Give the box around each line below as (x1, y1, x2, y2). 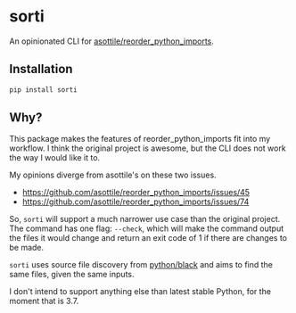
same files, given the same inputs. (9, 269, 135, 280)
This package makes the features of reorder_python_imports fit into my (9, 134, 271, 144)
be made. (9, 243, 45, 253)
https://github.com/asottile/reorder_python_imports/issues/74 (21, 196, 250, 207)
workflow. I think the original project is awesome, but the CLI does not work (9, 143, 287, 153)
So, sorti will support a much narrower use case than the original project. (9, 214, 281, 225)
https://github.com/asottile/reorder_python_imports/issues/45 (21, 187, 251, 198)
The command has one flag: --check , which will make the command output (9, 223, 284, 234)
